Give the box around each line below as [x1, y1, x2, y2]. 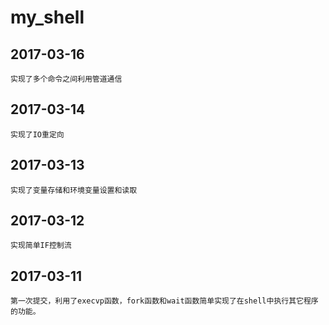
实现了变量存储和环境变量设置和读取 [10, 185, 138, 195]
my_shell [10, 6, 85, 29]
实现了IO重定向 [10, 129, 65, 140]
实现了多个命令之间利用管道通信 [10, 74, 123, 84]
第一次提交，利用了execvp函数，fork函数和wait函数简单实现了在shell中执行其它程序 [10, 296, 319, 306]
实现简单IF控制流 [10, 241, 72, 251]
